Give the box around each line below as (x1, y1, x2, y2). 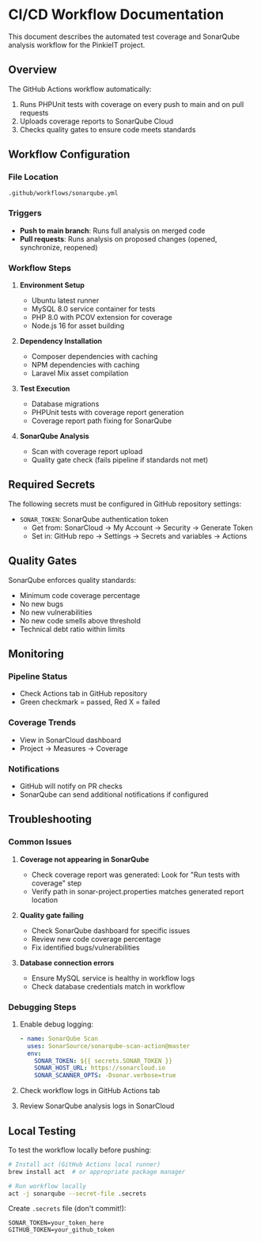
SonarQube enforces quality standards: (8, 575, 137, 585)
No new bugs (19, 599, 64, 608)
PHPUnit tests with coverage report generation (31, 408, 184, 417)
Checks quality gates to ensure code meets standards (19, 124, 196, 134)
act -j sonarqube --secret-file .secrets (8, 1190, 147, 1198)
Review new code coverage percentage (31, 934, 161, 943)
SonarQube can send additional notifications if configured (19, 790, 209, 799)
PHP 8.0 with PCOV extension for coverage (31, 313, 172, 322)
